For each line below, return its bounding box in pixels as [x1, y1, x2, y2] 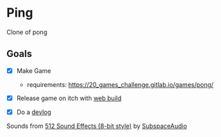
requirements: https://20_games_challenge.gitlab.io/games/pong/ [26, 80, 214, 88]
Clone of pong [6, 28, 48, 36]
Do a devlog [16, 108, 51, 116]
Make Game [16, 66, 51, 74]
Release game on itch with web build [16, 94, 122, 102]
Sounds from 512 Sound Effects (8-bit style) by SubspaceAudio [6, 122, 188, 130]
